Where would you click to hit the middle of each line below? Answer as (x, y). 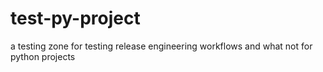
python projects (43, 56)
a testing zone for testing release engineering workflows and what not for (161, 46)
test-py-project (75, 18)
